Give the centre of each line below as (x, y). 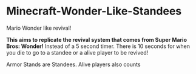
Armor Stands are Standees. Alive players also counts (73, 64)
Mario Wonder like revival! (39, 28)
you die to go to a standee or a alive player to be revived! (77, 52)
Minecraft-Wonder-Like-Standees (94, 11)
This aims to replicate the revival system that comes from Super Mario (96, 39)
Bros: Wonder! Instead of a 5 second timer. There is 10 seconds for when (98, 46)
